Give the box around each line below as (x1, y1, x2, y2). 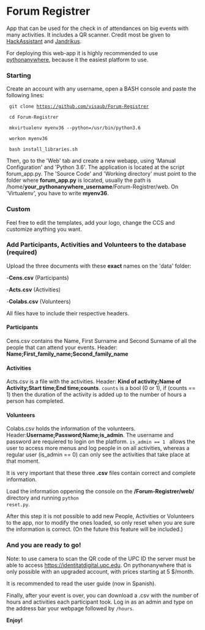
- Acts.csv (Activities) (6, 286, 61, 293)
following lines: (6, 92, 45, 99)
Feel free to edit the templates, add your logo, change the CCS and (6, 219, 176, 226)
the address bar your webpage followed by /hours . (6, 604, 135, 612)
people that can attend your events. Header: (6, 344, 118, 351)
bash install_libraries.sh (9, 146, 78, 152)
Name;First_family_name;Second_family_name (6, 350, 129, 358)
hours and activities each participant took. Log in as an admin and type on (6, 598, 193, 606)
